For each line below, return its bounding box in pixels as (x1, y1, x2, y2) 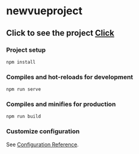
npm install (6, 59, 36, 65)
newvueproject (6, 4, 83, 18)
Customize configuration (6, 127, 80, 136)
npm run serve (6, 86, 42, 93)
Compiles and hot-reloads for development (6, 73, 134, 81)
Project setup (6, 46, 46, 54)
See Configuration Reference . (6, 141, 79, 148)
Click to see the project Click (6, 28, 115, 38)
